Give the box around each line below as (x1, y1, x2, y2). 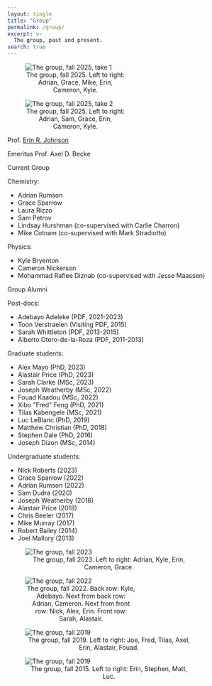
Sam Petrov (17, 214, 52, 222)
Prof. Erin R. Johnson (7, 136, 69, 144)
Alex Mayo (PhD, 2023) (17, 363, 86, 371)
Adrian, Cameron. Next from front (31, 599, 130, 608)
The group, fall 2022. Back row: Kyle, (27, 584, 135, 592)
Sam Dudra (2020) (17, 488, 72, 497)
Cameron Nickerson (17, 264, 77, 272)
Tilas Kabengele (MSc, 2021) (17, 408, 102, 417)
